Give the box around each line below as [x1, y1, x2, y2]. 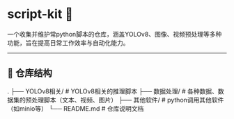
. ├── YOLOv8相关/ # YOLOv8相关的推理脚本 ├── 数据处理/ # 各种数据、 [7, 86, 218, 95]
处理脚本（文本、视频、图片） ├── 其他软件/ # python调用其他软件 [31, 95, 224, 104]
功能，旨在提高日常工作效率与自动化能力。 [7, 38, 130, 47]
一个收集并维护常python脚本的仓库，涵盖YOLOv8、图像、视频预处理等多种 [7, 30, 222, 38]
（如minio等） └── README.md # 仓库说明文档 [7, 104, 144, 113]
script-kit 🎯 [7, 6, 73, 22]
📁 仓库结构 [7, 67, 52, 79]
